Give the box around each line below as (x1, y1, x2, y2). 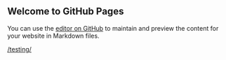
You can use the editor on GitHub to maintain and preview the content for (7, 24, 219, 32)
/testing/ (7, 45, 32, 53)
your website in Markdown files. (7, 31, 100, 40)
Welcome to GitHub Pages (7, 6, 124, 17)
